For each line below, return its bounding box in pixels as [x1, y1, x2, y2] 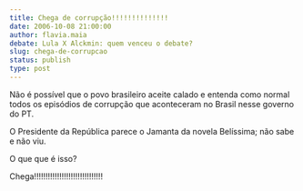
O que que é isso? [9, 153, 77, 164]
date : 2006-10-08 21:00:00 [9, 22, 112, 31]
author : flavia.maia [9, 30, 88, 39]
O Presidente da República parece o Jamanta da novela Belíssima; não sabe [9, 126, 295, 136]
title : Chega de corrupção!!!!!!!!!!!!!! [9, 13, 169, 23]
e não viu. [9, 136, 47, 146]
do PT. [9, 108, 35, 119]
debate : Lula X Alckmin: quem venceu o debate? [9, 38, 194, 48]
